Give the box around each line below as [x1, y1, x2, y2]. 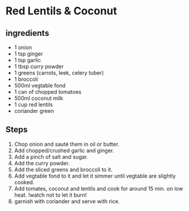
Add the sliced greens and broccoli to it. [14, 166, 113, 173]
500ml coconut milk [14, 94, 63, 102]
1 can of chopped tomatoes [14, 88, 82, 95]
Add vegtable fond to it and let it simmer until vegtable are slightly [14, 172, 176, 179]
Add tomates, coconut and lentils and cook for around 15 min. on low [14, 185, 183, 192]
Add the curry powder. [14, 160, 70, 167]
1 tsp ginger [14, 50, 44, 57]
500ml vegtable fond [14, 82, 66, 89]
